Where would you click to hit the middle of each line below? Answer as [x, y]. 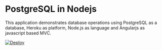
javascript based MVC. [28, 33]
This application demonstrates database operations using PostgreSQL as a [81, 23]
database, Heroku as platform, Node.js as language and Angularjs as [75, 27]
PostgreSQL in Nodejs [51, 9]
